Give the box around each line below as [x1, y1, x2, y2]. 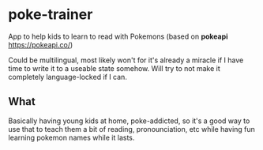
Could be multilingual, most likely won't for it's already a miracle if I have [8, 55, 244, 65]
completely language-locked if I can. [8, 72, 128, 81]
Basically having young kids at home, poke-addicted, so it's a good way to [8, 116, 250, 126]
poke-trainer [8, 6, 93, 24]
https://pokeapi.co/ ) [8, 39, 73, 49]
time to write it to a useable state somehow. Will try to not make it [8, 63, 221, 73]
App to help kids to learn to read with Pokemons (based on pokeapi [8, 32, 228, 41]
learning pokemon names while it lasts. [8, 133, 135, 142]
